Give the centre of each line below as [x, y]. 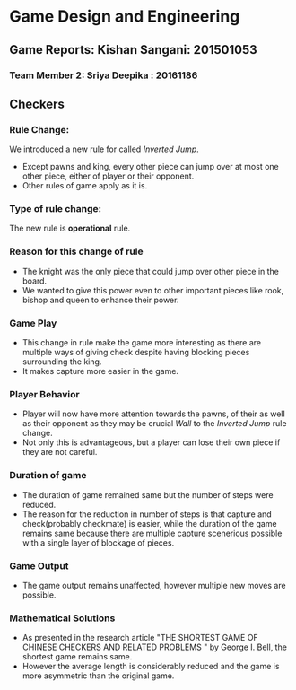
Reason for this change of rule [76, 251]
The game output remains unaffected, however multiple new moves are [154, 585]
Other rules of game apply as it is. [85, 186]
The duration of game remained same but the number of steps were [148, 494]
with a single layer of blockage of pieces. [98, 542]
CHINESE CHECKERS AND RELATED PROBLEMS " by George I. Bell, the [154, 647]
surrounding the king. [62, 362]
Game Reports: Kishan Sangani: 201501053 [133, 50]
